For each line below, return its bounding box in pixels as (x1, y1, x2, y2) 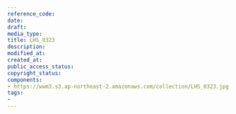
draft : (7, 23, 27, 30)
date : (7, 17, 23, 24)
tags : (7, 89, 23, 96)
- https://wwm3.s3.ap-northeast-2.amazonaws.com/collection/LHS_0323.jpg (7, 83, 230, 90)
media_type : (7, 30, 42, 38)
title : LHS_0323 (7, 37, 55, 44)
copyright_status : (7, 69, 61, 76)
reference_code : (7, 10, 55, 18)
